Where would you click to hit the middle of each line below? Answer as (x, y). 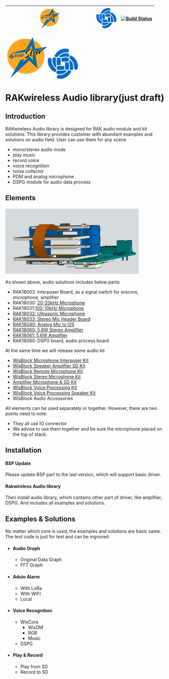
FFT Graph (32, 565)
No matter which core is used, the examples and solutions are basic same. (83, 531)
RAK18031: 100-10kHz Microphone (48, 308)
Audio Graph (26, 548)
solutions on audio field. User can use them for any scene (66, 139)
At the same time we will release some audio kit (55, 350)
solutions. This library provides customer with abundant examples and (79, 134)
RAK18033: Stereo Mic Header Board (51, 319)
